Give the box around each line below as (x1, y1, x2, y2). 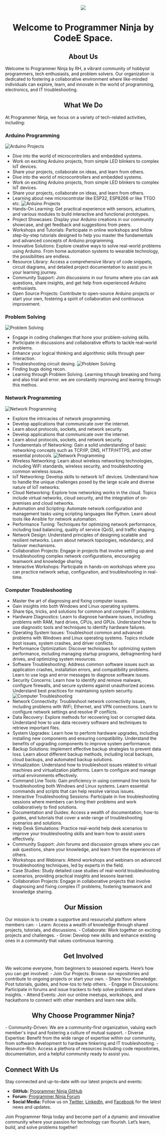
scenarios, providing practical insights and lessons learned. (12, 873, 134, 879)
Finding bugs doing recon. (12, 366, 66, 372)
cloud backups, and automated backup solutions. (12, 757, 113, 762)
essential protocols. (12, 453, 53, 458)
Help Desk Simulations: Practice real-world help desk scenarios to (12, 825, 148, 831)
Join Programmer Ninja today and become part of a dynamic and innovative (5, 1114, 160, 1120)
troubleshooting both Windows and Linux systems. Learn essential (12, 783, 149, 789)
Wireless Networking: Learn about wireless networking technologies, (12, 457, 154, 463)
